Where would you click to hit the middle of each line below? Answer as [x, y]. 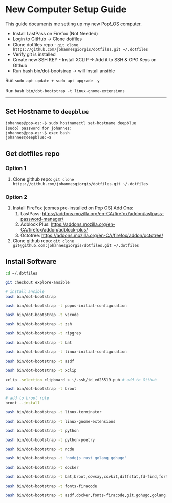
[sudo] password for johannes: [39, 128]
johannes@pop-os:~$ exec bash [38, 133]
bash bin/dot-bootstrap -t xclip [41, 370]
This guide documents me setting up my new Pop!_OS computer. [74, 24]
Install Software [31, 261]
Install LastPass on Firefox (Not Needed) [55, 33]
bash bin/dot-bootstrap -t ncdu [40, 449]
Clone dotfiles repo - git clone [45, 44]
